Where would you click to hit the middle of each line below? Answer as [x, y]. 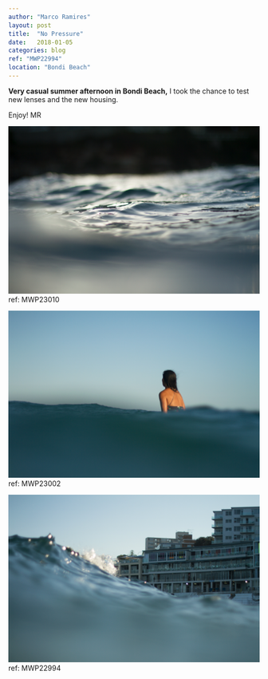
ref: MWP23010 [34, 299]
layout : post [30, 25]
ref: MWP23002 [35, 484]
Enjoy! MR [25, 115]
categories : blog [37, 51]
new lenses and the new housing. [63, 99]
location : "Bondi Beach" [49, 68]
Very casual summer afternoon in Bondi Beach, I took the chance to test [129, 91]
